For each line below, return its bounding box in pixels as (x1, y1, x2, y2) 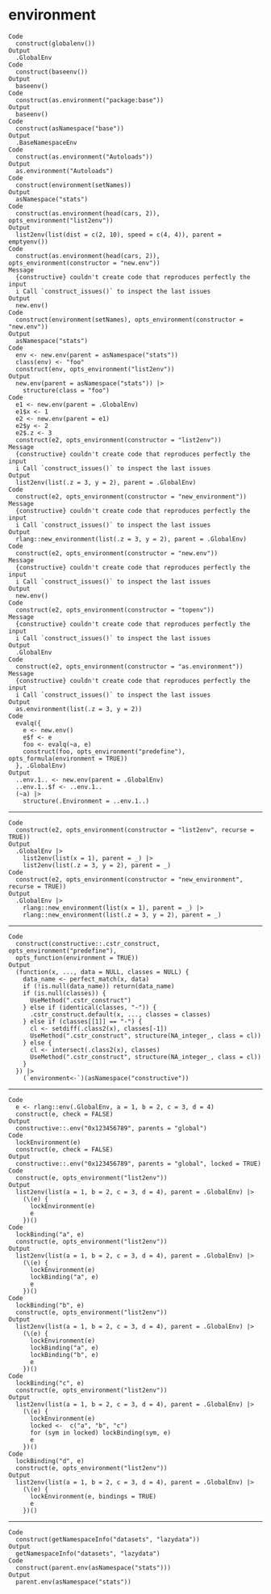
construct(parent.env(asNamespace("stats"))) (15, 1563, 172, 1571)
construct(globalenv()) (15, 39, 95, 48)
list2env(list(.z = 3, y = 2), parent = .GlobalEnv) (15, 478, 197, 486)
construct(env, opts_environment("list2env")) (15, 365, 175, 373)
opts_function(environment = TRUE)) (15, 953, 139, 962)
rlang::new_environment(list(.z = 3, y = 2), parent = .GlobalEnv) (15, 535, 248, 543)
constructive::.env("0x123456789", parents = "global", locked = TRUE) (15, 1159, 262, 1168)
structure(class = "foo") (23, 386, 110, 394)
